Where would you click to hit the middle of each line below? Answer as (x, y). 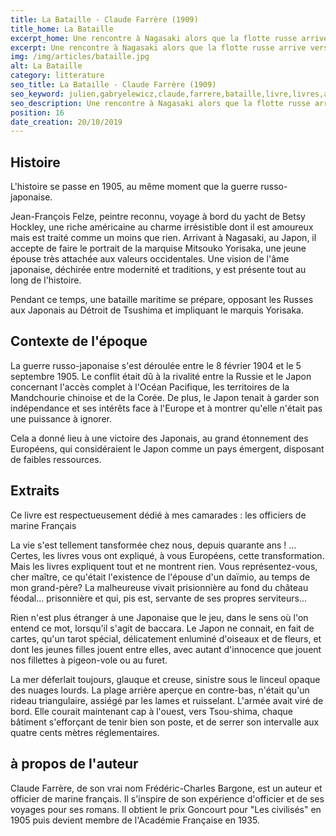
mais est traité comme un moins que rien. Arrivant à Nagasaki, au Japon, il (163, 238)
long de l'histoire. (46, 280)
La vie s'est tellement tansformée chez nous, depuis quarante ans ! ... (153, 545)
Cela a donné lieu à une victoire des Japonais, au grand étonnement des (159, 438)
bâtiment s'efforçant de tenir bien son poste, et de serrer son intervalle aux (165, 722)
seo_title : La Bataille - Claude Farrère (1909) (113, 85)
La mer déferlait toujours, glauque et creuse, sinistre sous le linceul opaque (165, 679)
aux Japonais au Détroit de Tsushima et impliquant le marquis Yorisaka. (157, 310)
